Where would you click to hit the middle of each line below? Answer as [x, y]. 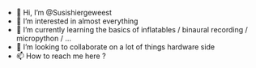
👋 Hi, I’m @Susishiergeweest [64, 13]
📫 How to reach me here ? [61, 56]
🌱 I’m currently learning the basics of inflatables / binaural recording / [132, 30]
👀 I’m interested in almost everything [77, 21]
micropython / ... [43, 38]
